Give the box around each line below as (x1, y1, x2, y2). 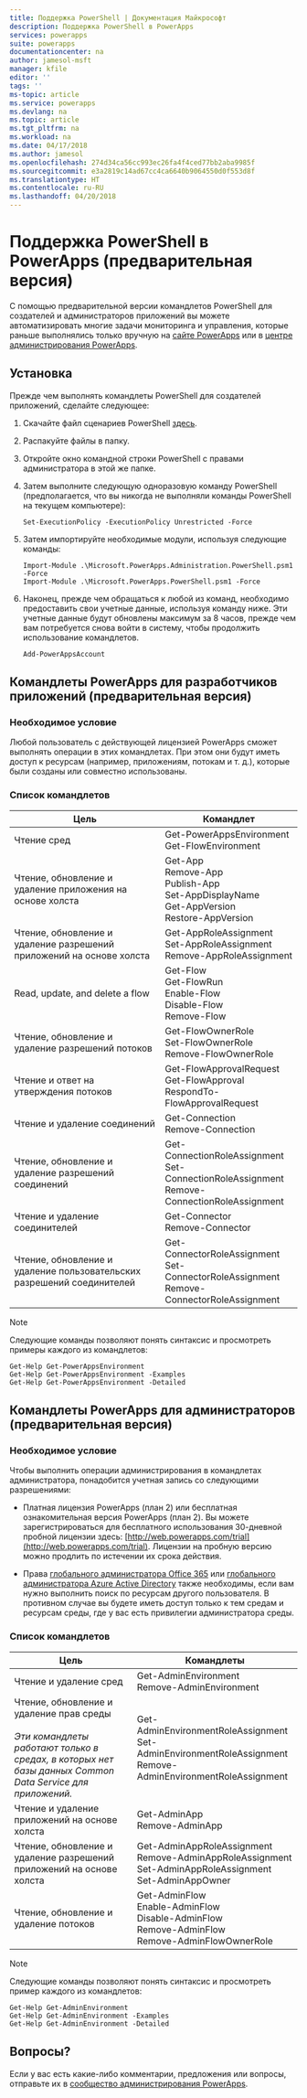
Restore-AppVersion (164, 911, 254, 924)
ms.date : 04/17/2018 (9, 141, 89, 150)
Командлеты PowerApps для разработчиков (9, 674, 278, 690)
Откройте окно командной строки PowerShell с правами (22, 453, 244, 464)
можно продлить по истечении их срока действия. (22, 1551, 222, 1562)
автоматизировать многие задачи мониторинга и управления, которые (9, 319, 290, 330)
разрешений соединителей (14, 1276, 135, 1289)
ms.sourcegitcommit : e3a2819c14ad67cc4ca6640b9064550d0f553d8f (9, 166, 256, 176)
